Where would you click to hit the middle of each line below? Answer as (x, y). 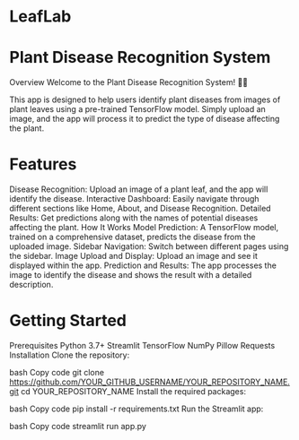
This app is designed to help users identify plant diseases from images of (145, 99)
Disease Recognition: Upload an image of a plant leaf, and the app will (139, 189)
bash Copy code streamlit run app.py (78, 426)
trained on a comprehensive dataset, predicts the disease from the (132, 237)
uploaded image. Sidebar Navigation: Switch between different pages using (149, 246)
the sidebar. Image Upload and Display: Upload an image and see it (134, 256)
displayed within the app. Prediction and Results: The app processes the (143, 265)
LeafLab (40, 17)
